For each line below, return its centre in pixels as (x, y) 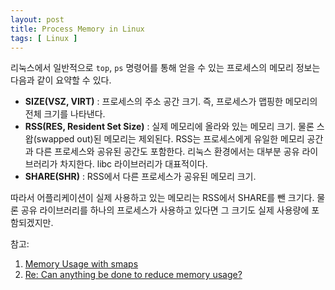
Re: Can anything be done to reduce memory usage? (133, 275)
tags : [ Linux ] (44, 38)
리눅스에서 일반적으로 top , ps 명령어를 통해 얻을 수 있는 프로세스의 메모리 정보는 (165, 68)
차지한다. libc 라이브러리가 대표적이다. (133, 164)
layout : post (37, 19)
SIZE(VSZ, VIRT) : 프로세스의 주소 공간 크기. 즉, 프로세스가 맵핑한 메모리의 (171, 102)
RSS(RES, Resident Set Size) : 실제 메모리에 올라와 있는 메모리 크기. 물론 (169, 127)
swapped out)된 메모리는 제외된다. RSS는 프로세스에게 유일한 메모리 (170, 139)
